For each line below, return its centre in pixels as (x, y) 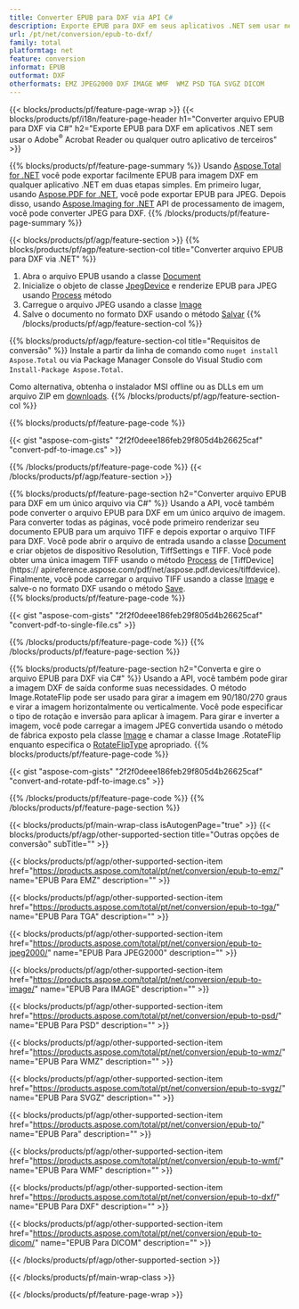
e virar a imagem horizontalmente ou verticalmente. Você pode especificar (146, 707)
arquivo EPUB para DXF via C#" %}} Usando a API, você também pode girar (148, 678)
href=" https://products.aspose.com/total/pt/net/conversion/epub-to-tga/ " (145, 907)
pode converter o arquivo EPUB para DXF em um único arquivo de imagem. (147, 513)
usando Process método (67, 295)
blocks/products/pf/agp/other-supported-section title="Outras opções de (145, 834)
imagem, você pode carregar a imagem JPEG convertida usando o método (146, 726)
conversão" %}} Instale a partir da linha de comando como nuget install (144, 351)
